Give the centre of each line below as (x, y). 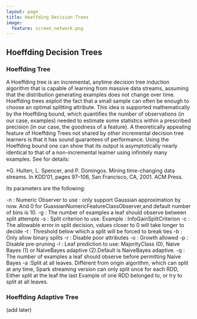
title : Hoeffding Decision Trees (47, 17)
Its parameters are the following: (46, 188)
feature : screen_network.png (47, 28)
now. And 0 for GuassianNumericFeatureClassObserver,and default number (99, 206)
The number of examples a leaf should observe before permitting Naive (93, 256)
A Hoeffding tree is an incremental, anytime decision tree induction (88, 82)
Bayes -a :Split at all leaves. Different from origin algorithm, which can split (97, 263)
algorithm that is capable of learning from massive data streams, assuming (97, 88)
